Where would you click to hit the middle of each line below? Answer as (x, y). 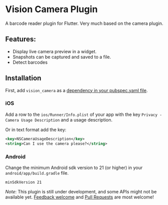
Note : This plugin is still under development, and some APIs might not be (81, 191)
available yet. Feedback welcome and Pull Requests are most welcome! (80, 197)
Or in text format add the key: (36, 130)
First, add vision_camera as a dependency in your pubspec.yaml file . (77, 90)
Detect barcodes (30, 62)
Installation (23, 78)
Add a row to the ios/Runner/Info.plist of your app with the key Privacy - (84, 114)
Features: (21, 39)
